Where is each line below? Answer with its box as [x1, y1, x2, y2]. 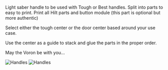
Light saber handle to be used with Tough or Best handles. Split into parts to [5, 5, 163, 10]
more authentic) [5, 15, 39, 21]
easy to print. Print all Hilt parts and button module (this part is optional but [5, 10, 160, 16]
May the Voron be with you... [5, 50, 65, 55]
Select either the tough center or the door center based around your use [5, 25, 155, 31]
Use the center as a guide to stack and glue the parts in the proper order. [5, 40, 157, 46]
